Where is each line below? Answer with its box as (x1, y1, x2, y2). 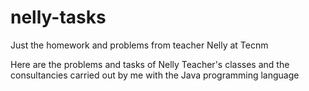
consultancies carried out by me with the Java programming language (10, 69, 300, 81)
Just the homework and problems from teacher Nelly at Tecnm (10, 39, 269, 51)
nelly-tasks (10, 6, 107, 29)
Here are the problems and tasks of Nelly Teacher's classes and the (10, 58, 290, 70)
